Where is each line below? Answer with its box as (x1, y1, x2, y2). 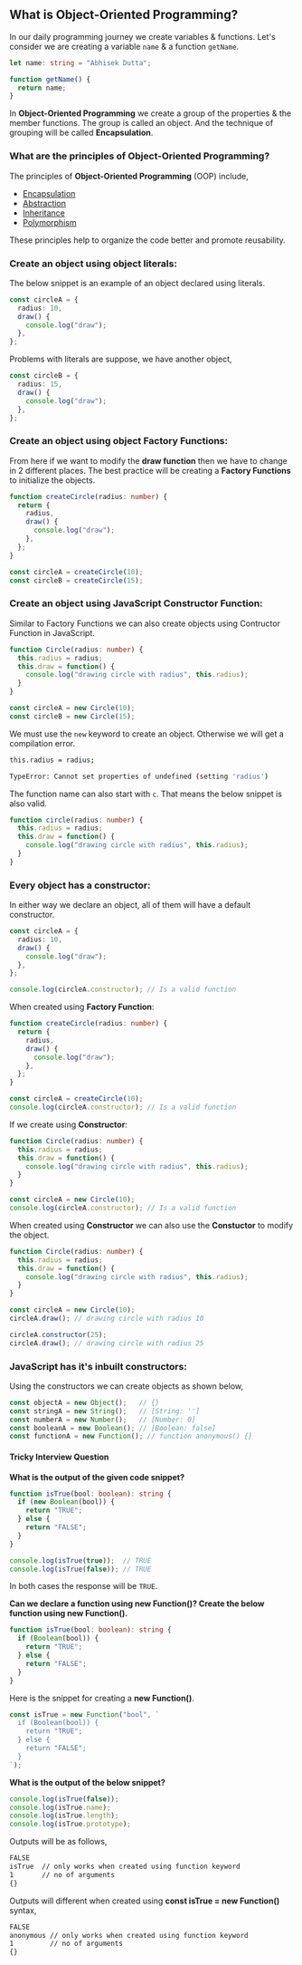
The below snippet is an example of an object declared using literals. (9, 277, 265, 288)
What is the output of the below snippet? (9, 1777, 165, 1787)
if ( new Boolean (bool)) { (17, 1498, 116, 1507)
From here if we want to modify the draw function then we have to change (9, 455, 288, 466)
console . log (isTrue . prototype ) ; (9, 1820, 131, 1829)
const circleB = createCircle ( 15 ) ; (9, 575, 144, 585)
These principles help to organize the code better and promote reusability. (9, 235, 287, 246)
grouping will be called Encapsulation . (9, 127, 154, 139)
